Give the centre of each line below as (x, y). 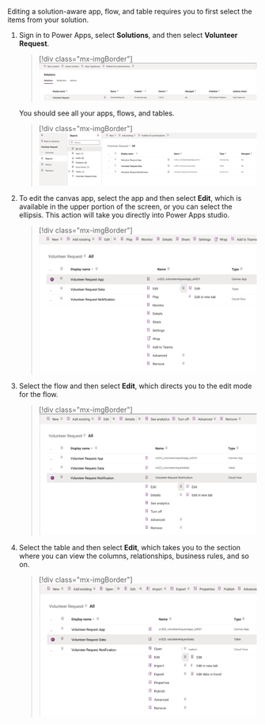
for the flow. (38, 395)
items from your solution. (48, 20)
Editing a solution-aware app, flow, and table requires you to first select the (130, 11)
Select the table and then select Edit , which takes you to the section (130, 548)
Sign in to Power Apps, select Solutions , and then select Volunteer (128, 35)
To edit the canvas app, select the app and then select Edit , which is (130, 198)
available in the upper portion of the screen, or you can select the (125, 207)
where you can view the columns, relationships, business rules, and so (134, 556)
